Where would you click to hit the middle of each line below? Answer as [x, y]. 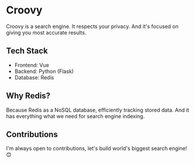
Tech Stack [27, 51]
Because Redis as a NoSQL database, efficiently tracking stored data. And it [97, 110]
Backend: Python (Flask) [44, 71]
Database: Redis [34, 77]
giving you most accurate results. [46, 32]
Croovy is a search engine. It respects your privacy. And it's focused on [92, 26]
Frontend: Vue [32, 65]
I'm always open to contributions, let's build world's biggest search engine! [97, 148]
